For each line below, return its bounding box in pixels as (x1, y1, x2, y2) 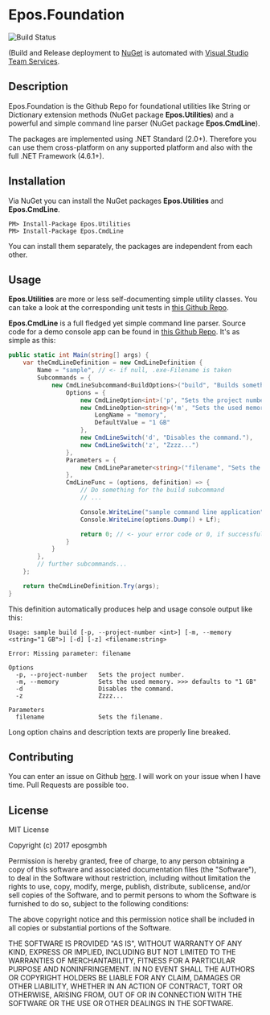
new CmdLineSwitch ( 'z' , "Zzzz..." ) (80, 441, 199, 449)
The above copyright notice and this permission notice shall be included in (8, 914, 255, 924)
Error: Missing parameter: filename (8, 649, 131, 657)
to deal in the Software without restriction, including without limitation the (8, 873, 251, 883)
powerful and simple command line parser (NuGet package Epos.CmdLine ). (8, 118, 260, 128)
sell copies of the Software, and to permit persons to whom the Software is (8, 890, 257, 900)
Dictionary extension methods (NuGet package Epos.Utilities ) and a (8, 110, 235, 119)
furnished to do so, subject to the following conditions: (8, 899, 189, 909)
